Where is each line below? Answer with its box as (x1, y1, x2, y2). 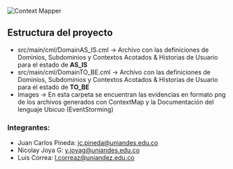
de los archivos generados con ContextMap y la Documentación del (17, 97, 214, 106)
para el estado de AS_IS (17, 60, 88, 69)
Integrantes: (7, 123, 51, 133)
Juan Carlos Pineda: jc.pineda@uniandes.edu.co (17, 139, 159, 147)
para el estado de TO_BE (17, 83, 90, 91)
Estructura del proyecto (7, 27, 114, 39)
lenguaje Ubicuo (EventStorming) (17, 105, 114, 114)
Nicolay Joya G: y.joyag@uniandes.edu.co (17, 146, 140, 154)
